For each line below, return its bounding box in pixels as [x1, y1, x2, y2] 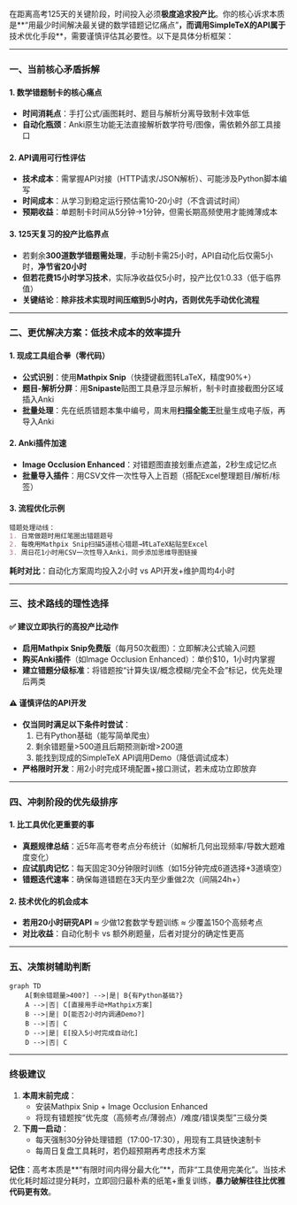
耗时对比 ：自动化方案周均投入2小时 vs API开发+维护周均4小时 [9, 565, 236, 576]
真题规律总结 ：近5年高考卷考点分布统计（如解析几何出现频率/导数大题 [21, 840, 278, 852]
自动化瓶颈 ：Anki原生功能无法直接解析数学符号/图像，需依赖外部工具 [21, 119, 274, 130]
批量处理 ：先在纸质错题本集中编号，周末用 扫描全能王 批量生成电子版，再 [21, 404, 286, 415]
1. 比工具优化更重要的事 [9, 819, 95, 830]
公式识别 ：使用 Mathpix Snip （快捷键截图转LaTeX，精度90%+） [21, 372, 256, 382]
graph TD [9, 981, 42, 990]
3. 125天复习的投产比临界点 [9, 228, 109, 239]
